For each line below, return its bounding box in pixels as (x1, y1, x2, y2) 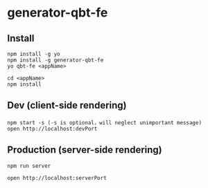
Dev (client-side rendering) (7, 100, 127, 111)
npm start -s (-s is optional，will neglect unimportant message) (7, 119, 202, 126)
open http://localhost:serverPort (7, 174, 107, 181)
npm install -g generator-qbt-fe (7, 57, 104, 64)
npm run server (7, 162, 51, 169)
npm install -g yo (7, 50, 60, 57)
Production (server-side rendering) (7, 144, 163, 156)
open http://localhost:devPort (7, 125, 98, 132)
